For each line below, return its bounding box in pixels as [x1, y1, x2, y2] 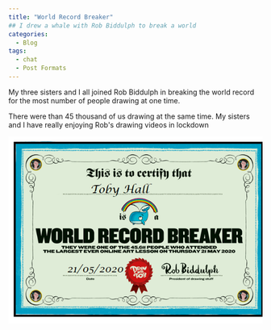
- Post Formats [15, 65, 67, 73]
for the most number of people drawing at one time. [8, 95, 181, 105]
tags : [8, 47, 27, 56]
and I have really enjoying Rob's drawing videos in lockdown [8, 119, 210, 129]
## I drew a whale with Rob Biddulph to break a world [8, 21, 197, 30]
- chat [15, 56, 38, 64]
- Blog [15, 39, 38, 47]
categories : [8, 30, 48, 38]
